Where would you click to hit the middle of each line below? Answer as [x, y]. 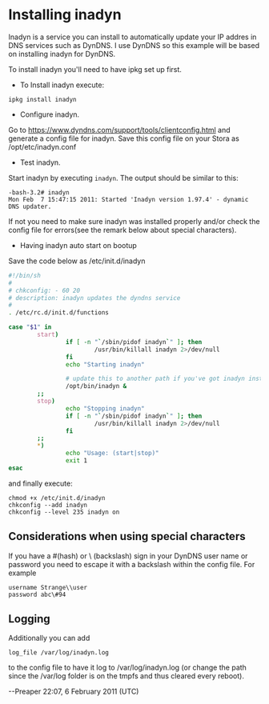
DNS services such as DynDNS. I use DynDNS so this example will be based [134, 45]
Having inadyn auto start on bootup [78, 245]
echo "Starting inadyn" [105, 364]
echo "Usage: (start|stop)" [112, 454]
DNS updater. [30, 206]
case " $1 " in [30, 327]
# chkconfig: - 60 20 [44, 290]
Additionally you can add [49, 638]
